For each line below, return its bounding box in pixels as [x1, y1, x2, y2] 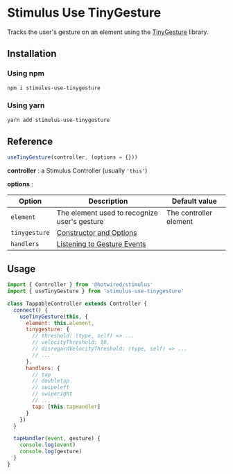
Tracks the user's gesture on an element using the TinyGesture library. [7, 28, 209, 36]
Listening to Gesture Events [56, 239, 147, 249]
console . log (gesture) [19, 448, 82, 455]
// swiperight [32, 390, 73, 398]
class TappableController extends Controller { [7, 300, 148, 307]
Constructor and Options [56, 228, 137, 238]
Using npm [7, 69, 45, 78]
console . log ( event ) [19, 441, 76, 448]
